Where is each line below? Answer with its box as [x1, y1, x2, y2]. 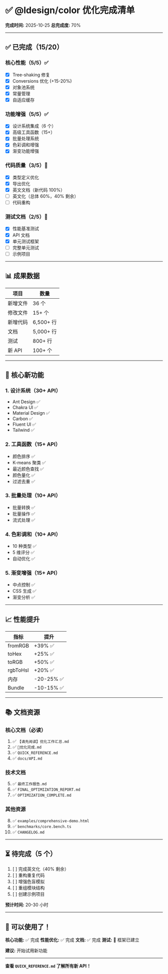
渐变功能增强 [12, 148, 39, 154]
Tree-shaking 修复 [12, 71, 50, 78]
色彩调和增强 [12, 142, 39, 148]
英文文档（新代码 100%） [12, 187, 65, 193]
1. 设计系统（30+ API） [5, 387, 61, 394]
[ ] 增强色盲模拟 [12, 879, 45, 885]
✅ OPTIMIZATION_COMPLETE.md [12, 792, 71, 798]
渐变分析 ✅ [12, 594, 35, 600]
